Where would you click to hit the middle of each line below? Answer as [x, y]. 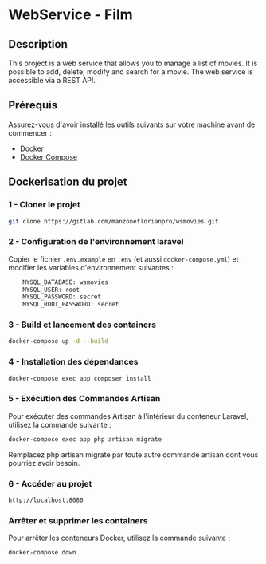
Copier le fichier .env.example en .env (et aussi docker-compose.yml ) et [123, 259]
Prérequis [33, 105]
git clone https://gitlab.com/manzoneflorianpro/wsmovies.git [113, 221]
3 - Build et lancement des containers [82, 325]
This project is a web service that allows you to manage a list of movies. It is [133, 63]
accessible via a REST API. [52, 80]
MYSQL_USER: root [51, 290]
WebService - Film [70, 15]
